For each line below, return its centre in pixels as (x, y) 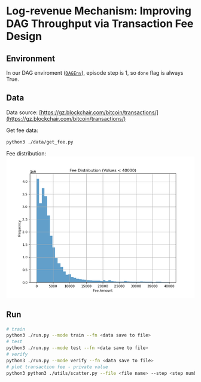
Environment (31, 58)
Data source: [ (24, 112)
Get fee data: (22, 130)
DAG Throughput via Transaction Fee (100, 24)
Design (24, 36)
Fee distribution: (26, 153)
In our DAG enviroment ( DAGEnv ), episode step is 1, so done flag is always (95, 73)
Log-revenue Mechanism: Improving (99, 11)
